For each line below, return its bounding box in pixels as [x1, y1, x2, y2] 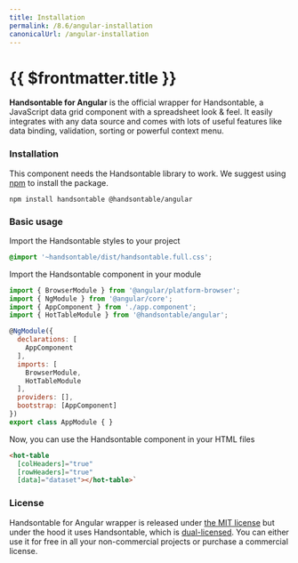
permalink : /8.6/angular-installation [9, 21, 153, 30]
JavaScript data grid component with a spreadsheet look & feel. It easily [9, 107, 273, 117]
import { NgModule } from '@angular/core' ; [9, 294, 173, 303]
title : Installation [9, 12, 86, 22]
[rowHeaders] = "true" [17, 468, 93, 477]
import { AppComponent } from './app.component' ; [9, 302, 197, 311]
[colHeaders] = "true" [17, 459, 93, 468]
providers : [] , [17, 393, 74, 402]
